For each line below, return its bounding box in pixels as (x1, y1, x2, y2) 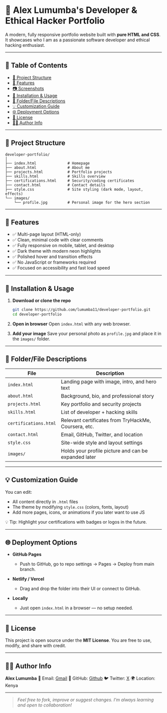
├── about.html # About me (5, 165, 90, 170)
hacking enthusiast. (5, 42, 46, 48)
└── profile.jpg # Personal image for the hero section (14, 200, 150, 205)
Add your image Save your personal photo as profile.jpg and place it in (12, 330, 162, 336)
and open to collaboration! (17, 702, 72, 708)
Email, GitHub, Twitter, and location (61, 431, 143, 438)
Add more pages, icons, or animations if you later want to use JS (12, 509, 145, 515)
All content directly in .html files (12, 498, 79, 505)
